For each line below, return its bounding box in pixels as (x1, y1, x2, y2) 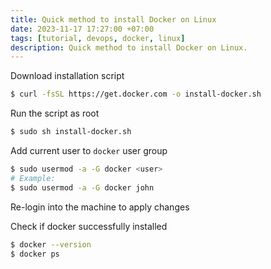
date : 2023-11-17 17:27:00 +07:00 (10, 24, 155, 34)
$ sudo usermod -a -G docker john (10, 182, 155, 193)
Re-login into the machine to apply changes (10, 201, 190, 213)
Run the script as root (10, 107, 100, 120)
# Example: (10, 173, 56, 183)
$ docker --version (10, 239, 92, 250)
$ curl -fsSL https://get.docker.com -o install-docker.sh (10, 89, 262, 100)
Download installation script (10, 70, 125, 82)
